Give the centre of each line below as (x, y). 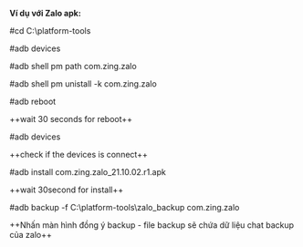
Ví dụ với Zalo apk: (46, 13)
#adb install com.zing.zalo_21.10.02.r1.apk (88, 172)
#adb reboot (33, 101)
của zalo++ (31, 235)
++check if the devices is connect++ (78, 154)
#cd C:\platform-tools (50, 31)
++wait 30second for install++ (67, 190)
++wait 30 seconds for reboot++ (71, 119)
